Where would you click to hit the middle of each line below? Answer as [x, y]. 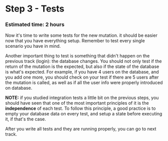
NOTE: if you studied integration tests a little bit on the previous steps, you [82, 98]
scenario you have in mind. [33, 46]
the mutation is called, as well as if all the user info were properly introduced [84, 83]
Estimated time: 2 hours [35, 25]
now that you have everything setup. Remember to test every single [75, 41]
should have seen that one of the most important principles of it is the [77, 103]
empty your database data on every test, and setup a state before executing [84, 114]
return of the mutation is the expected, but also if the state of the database [82, 66]
